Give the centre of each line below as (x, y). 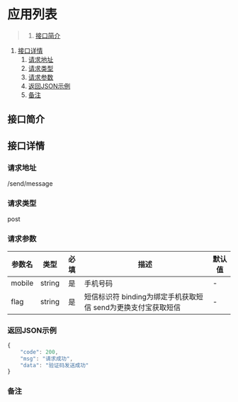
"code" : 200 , (39, 352)
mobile (22, 283)
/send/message (30, 184)
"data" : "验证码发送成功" (55, 365)
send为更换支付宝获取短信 (137, 307)
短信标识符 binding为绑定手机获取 (140, 296)
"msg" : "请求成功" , (46, 359)
